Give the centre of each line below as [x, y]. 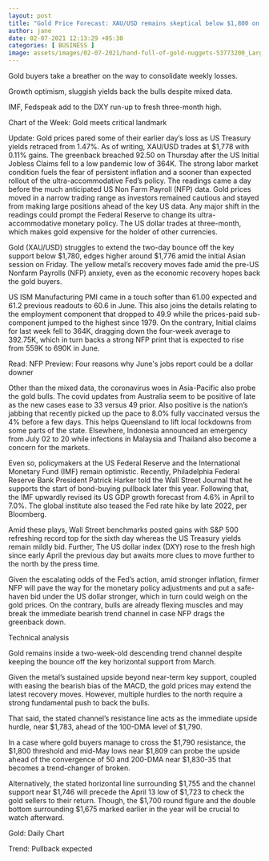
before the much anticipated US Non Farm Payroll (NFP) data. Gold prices [130, 189]
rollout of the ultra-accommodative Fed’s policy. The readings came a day [130, 181]
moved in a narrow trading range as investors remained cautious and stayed [134, 198]
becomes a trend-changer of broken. [69, 768]
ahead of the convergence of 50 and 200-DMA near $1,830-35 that [120, 759]
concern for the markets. [49, 447]
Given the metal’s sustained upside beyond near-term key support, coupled [132, 677]
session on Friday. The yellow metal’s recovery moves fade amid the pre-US [134, 264]
